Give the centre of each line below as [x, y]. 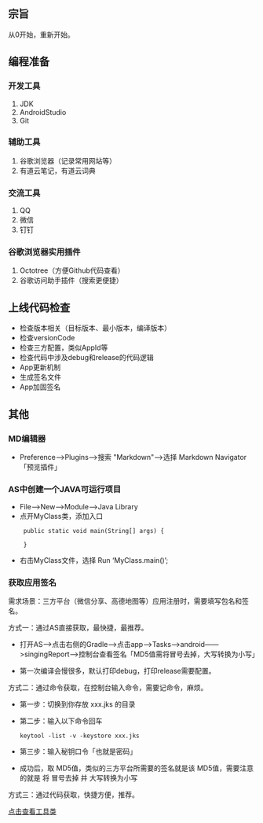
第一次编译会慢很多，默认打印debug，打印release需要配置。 [117, 671]
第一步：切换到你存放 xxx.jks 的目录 [77, 704]
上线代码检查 [39, 308]
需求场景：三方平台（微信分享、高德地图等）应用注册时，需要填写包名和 [125, 601]
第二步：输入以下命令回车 [61, 721]
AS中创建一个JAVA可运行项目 [65, 489]
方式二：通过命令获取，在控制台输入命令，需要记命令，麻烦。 [108, 688]
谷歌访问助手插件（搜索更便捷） [71, 281]
